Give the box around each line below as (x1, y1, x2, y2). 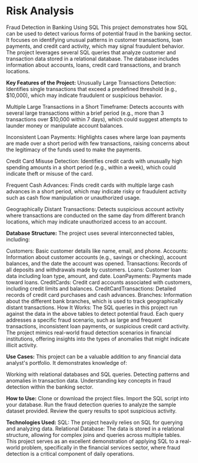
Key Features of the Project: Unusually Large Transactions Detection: (6, 79, 176, 86)
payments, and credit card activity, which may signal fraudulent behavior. (6, 43, 185, 50)
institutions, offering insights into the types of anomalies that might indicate (6, 335, 190, 342)
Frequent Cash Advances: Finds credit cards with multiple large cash (6, 182, 174, 189)
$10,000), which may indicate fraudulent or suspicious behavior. (6, 92, 163, 99)
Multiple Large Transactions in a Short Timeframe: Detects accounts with (6, 103, 184, 110)
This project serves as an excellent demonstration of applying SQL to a (6, 438, 179, 445)
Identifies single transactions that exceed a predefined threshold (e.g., (6, 85, 177, 92)
